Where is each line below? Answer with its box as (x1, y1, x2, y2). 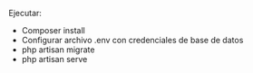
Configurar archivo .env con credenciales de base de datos (21, 35, 244, 45)
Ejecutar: (8, 8, 43, 18)
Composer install (21, 25, 85, 35)
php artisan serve (21, 54, 88, 64)
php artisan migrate (21, 44, 95, 55)
